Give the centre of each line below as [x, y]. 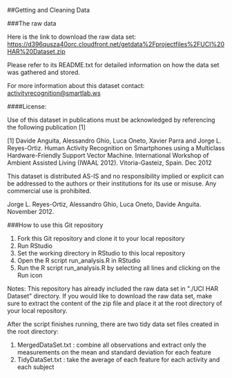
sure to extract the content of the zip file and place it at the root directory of [115, 303]
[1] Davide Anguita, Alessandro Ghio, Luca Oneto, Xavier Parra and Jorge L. [114, 141]
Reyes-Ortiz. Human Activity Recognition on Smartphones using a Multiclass [116, 148]
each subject [36, 367]
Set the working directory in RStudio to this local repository [101, 253]
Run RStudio [35, 246]
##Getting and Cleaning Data [49, 10]
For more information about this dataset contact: [76, 85]
